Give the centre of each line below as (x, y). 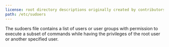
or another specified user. (32, 39)
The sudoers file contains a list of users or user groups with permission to (82, 28)
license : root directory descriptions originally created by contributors (85, 10)
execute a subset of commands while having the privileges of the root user (83, 34)
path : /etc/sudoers (26, 14)
